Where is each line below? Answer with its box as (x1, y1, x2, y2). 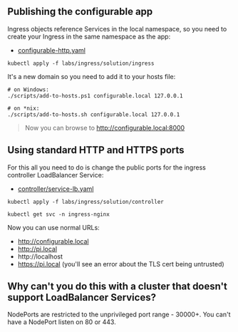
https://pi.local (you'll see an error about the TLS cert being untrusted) (17, 259, 224, 268)
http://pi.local (17, 244, 58, 253)
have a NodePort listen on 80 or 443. (7, 318, 116, 326)
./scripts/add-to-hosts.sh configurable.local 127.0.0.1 (7, 110, 180, 118)
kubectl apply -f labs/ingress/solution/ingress (7, 60, 155, 67)
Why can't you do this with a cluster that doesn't (7, 281, 228, 293)
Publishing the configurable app (7, 6, 153, 18)
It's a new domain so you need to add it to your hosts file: (7, 72, 176, 81)
